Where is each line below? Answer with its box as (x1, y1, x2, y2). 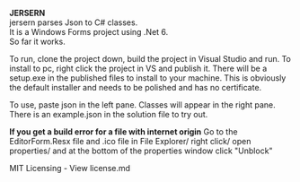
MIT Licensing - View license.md (9, 163, 131, 173)
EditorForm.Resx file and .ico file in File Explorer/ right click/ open (9, 136, 251, 146)
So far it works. (9, 36, 66, 47)
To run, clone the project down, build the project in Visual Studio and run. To (9, 54, 292, 64)
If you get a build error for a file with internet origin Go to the (9, 126, 238, 137)
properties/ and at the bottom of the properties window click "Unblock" (9, 145, 273, 156)
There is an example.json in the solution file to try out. (9, 109, 208, 119)
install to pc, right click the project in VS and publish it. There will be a (9, 63, 268, 74)
